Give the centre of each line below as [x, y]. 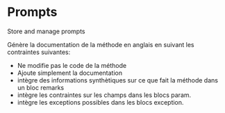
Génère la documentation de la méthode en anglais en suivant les [101, 44]
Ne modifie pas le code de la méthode [72, 65]
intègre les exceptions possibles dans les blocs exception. [100, 102]
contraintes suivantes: [39, 52]
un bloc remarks [41, 87]
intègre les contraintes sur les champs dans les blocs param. [104, 95]
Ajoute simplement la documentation [70, 73]
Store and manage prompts [46, 31]
